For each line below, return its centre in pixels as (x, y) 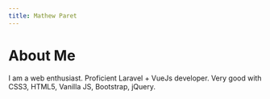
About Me (42, 55)
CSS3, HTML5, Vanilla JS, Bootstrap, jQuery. (82, 86)
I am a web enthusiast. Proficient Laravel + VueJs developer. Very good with (135, 78)
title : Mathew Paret (43, 16)
